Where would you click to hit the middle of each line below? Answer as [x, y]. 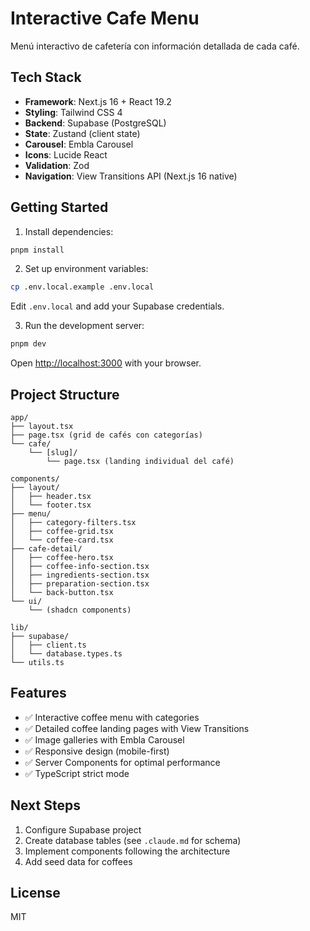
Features [38, 693]
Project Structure [65, 394]
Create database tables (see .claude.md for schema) [133, 840]
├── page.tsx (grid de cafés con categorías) [106, 435]
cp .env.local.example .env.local [82, 287]
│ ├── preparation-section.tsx [80, 584]
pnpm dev [28, 344]
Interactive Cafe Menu [105, 18]
